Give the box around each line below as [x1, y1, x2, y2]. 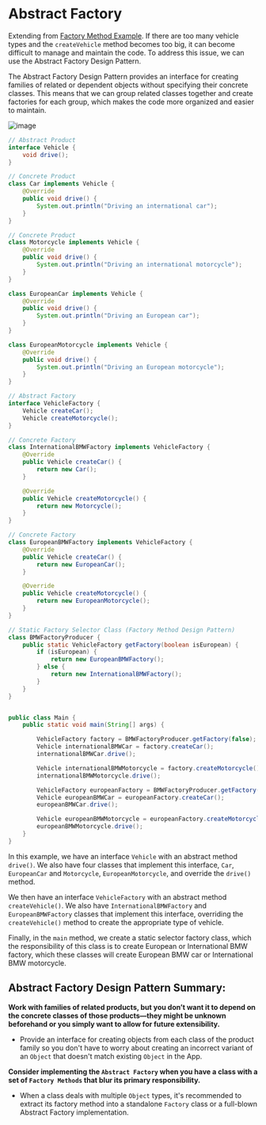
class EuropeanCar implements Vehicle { [8, 290, 144, 298]
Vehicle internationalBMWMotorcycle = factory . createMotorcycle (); [36, 764, 264, 772]
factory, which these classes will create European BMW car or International [8, 950, 253, 959]
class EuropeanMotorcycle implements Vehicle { [8, 340, 169, 349]
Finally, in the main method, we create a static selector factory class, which [8, 933, 252, 943]
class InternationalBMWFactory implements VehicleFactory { [8, 443, 211, 451]
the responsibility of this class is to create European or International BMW [8, 941, 248, 950]
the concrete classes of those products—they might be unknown [8, 1011, 226, 1020]
